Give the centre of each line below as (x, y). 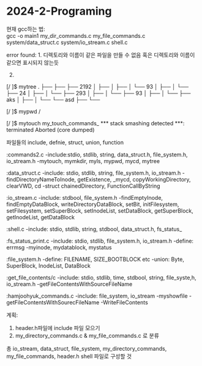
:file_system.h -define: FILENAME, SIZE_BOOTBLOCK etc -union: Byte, (95, 259)
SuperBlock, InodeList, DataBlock (48, 265)
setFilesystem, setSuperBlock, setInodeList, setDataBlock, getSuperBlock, (100, 210)
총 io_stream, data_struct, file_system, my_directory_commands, (87, 348)
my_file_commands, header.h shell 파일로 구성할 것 (69, 356)
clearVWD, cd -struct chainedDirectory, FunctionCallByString (83, 186)
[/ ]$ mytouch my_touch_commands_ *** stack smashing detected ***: (95, 123)
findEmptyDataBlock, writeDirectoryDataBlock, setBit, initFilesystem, (93, 204)
